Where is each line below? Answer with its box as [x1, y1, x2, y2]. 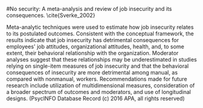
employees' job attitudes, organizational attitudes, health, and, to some [6, 43, 185, 50]
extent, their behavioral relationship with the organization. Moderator [6, 49, 179, 57]
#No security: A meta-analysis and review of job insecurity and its [6, 5, 173, 12]
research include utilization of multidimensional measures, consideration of [6, 82, 195, 89]
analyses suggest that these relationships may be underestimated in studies [6, 56, 197, 63]
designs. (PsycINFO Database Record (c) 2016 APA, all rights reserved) [6, 95, 185, 102]
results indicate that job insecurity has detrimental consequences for [6, 37, 179, 43]
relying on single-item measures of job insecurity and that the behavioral [6, 62, 189, 70]
